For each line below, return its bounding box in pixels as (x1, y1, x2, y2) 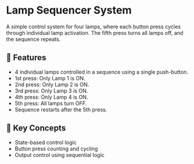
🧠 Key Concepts (6, 123, 66, 133)
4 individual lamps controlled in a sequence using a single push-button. (14, 68, 189, 76)
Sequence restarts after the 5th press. (14, 106, 107, 113)
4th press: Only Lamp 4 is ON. (14, 93, 88, 100)
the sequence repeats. (6, 35, 61, 42)
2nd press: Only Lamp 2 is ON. (14, 81, 90, 88)
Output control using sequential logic (14, 151, 105, 158)
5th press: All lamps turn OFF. (14, 100, 87, 107)
